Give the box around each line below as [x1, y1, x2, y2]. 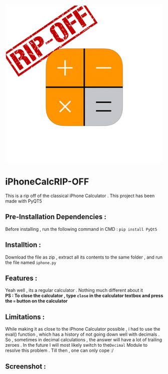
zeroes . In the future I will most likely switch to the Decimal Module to [5, 342, 148, 348]
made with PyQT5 [5, 198, 42, 204]
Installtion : [5, 240, 41, 250]
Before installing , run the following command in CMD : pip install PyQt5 [5, 226, 157, 232]
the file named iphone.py [5, 259, 57, 265]
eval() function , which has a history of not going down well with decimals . [5, 331, 160, 338]
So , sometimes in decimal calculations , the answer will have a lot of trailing [5, 337, 162, 343]
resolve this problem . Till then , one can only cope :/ [5, 347, 114, 353]
